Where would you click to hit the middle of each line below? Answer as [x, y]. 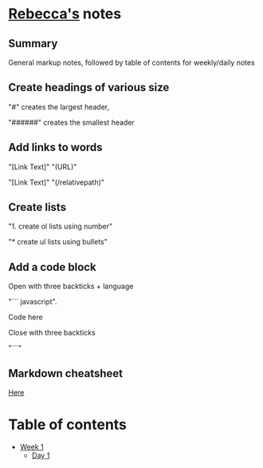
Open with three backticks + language [71, 286]
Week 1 [31, 447]
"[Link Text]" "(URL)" [43, 167]
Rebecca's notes [65, 14]
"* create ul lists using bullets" [58, 242]
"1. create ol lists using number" [61, 226]
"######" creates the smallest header [72, 122]
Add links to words [55, 147]
